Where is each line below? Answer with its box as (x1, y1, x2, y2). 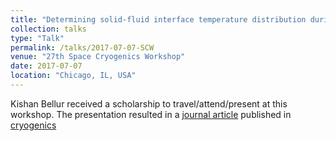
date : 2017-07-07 (10, 61, 83, 71)
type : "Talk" (10, 33, 65, 43)
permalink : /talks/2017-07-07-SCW (10, 42, 155, 53)
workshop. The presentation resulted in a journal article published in (10, 108, 292, 120)
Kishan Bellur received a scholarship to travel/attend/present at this (10, 97, 288, 110)
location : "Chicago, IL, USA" (10, 71, 137, 81)
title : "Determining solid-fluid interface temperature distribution (10, 14, 307, 25)
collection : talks (10, 24, 87, 34)
